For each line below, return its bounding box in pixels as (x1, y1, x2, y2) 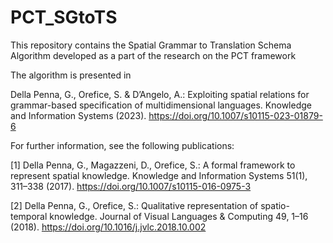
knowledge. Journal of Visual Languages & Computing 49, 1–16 (49, 210, 309, 222)
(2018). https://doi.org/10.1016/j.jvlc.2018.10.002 (10, 221, 207, 233)
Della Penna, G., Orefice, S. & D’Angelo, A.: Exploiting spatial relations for (10, 88, 310, 100)
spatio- (260, 199, 290, 211)
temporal (10, 210, 48, 222)
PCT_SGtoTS (10, 6, 118, 29)
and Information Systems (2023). (10, 109, 147, 121)
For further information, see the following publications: (10, 139, 235, 151)
